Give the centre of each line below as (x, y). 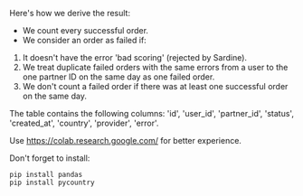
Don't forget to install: (50, 158)
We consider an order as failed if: (84, 40)
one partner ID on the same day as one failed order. (118, 77)
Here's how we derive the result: (70, 13)
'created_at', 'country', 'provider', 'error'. (84, 123)
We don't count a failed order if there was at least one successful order (155, 86)
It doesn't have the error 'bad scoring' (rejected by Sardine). (134, 57)
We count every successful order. (85, 30)
